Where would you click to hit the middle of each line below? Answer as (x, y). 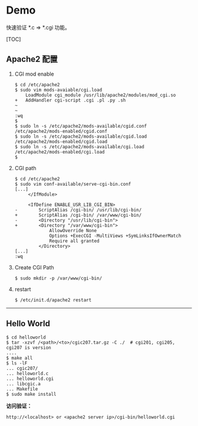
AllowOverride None (73, 230)
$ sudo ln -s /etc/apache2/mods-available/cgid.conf (81, 126)
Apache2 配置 (32, 59)
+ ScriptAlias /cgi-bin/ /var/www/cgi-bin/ (78, 215)
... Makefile (22, 389)
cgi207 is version (29, 347)
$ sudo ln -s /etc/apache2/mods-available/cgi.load (79, 147)
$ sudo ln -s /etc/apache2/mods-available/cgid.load (81, 136)
